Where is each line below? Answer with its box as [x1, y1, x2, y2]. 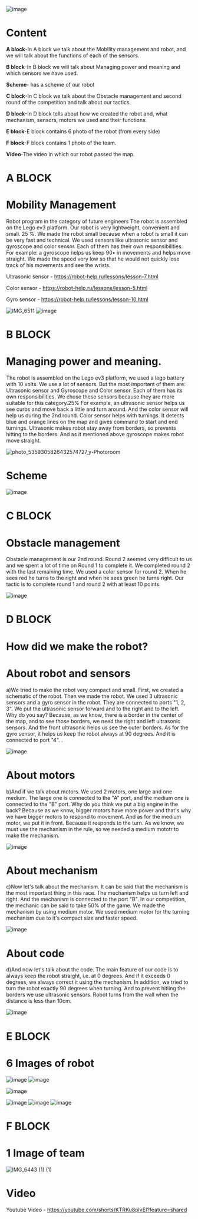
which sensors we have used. [6, 70, 78, 77]
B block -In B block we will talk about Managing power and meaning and [6, 63, 181, 70]
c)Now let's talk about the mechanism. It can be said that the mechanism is [6, 883, 189, 890]
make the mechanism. [6, 832, 60, 839]
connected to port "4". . [6, 736, 64, 743]
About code [6, 947, 65, 960]
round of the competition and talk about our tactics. [6, 98, 131, 106]
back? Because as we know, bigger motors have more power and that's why [6, 806, 192, 813]
